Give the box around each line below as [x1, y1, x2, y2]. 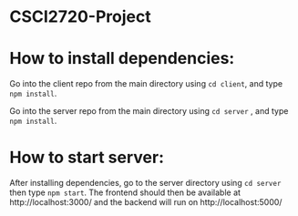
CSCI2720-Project [9, 6, 152, 27]
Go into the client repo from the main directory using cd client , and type [9, 78, 283, 89]
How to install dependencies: [9, 48, 235, 69]
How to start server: [9, 148, 165, 168]
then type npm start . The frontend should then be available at [9, 187, 241, 198]
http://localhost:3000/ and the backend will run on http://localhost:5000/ [9, 197, 283, 208]
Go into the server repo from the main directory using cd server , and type [9, 106, 289, 117]
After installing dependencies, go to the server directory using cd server [9, 178, 282, 189]
